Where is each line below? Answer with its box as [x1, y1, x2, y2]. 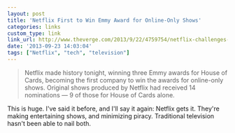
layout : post [7, 10, 45, 17]
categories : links [7, 23, 61, 30]
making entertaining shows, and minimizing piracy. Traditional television [7, 111, 215, 120]
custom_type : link [7, 29, 61, 37]
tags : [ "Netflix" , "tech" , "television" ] [7, 50, 130, 57]
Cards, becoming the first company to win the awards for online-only [24, 76, 224, 84]
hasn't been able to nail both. [7, 119, 92, 127]
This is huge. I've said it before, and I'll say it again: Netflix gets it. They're [7, 104, 220, 113]
